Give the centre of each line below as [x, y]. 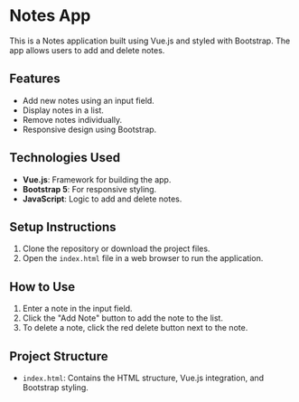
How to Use [42, 287]
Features [35, 79]
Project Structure [59, 356]
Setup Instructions [63, 227]
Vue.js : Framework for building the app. [97, 179]
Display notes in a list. [63, 110]
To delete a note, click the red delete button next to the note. [135, 328]
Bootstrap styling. [55, 388]
